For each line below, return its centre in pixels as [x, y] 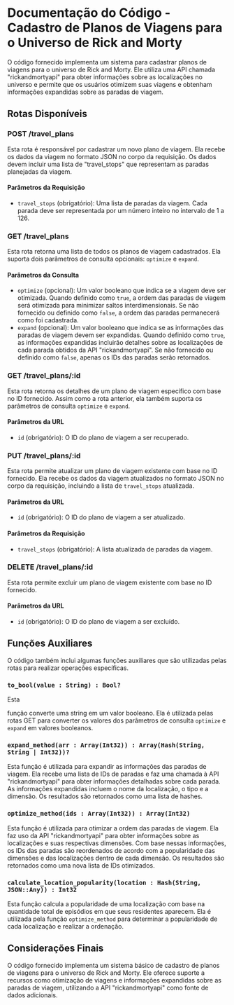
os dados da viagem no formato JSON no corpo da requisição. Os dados [112, 156]
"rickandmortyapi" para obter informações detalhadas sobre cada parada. [114, 781]
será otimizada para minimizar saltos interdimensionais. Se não [108, 306]
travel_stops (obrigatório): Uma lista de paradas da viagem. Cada [112, 203]
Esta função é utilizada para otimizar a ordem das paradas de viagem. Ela [113, 828]
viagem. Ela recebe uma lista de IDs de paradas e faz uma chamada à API [113, 774]
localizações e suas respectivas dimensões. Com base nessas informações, [117, 843]
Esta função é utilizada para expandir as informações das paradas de [107, 767]
